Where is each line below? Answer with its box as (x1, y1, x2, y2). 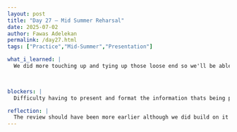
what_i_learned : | (7, 56, 61, 64)
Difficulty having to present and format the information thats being (13, 95, 226, 102)
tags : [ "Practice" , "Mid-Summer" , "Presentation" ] (7, 43, 153, 50)
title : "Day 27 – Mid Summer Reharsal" (7, 17, 125, 24)
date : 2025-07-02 (7, 23, 59, 30)
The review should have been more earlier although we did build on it (13, 114, 229, 121)
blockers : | (7, 88, 42, 95)
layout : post (7, 10, 46, 18)
